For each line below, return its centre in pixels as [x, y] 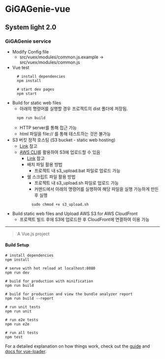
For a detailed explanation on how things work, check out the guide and [78, 346]
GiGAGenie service [28, 41]
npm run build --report [29, 299]
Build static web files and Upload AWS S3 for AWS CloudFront [75, 213]
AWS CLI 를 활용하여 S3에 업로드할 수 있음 [60, 152]
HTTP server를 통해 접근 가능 [48, 127]
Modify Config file [30, 52]
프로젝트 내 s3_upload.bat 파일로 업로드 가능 [77, 170]
